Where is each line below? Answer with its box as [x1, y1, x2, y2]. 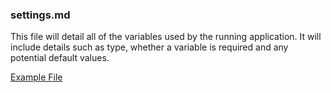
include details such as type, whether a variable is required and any [10, 41, 289, 53]
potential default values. [10, 52, 110, 64]
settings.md [10, 8, 71, 22]
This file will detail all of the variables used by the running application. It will [10, 31, 322, 43]
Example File [10, 71, 63, 83]
